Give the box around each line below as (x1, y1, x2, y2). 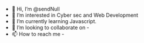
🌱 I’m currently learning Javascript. (11, 18, 97, 24)
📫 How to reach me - (11, 31, 65, 37)
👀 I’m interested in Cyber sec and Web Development (11, 12, 139, 19)
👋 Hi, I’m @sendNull (11, 6, 60, 12)
